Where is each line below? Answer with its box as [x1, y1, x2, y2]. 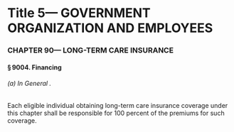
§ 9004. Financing [7, 62, 62, 72]
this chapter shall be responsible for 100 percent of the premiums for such [7, 109, 225, 117]
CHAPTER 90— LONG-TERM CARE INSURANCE [7, 45, 174, 55]
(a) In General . [7, 79, 52, 88]
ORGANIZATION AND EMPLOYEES [7, 20, 213, 36]
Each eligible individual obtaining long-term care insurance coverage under [7, 101, 228, 109]
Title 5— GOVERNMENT [7, 5, 151, 21]
